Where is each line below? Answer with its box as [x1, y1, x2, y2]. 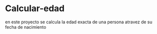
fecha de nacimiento [5, 24, 46, 30]
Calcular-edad [5, 3, 65, 14]
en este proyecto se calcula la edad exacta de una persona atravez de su [5, 19, 153, 25]
